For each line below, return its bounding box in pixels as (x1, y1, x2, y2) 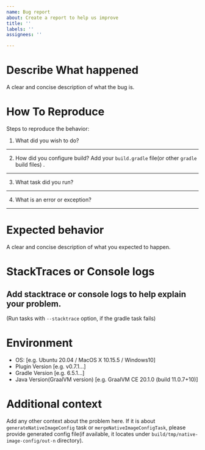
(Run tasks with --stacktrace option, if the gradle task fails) (6, 314, 156, 322)
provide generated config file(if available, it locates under (6, 430, 151, 437)
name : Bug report (6, 9, 51, 15)
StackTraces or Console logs (6, 265, 155, 278)
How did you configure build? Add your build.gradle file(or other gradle (15, 154, 197, 162)
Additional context (6, 397, 103, 411)
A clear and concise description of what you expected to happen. (6, 243, 171, 250)
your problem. (6, 299, 62, 309)
